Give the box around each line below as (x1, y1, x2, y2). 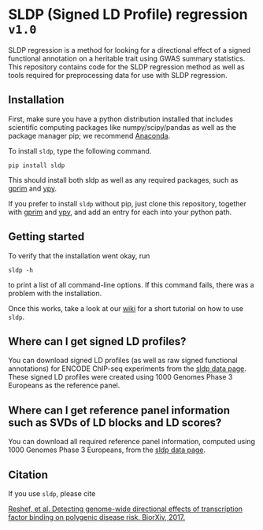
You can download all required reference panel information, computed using (8, 437, 256, 447)
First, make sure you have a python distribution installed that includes (8, 114, 234, 124)
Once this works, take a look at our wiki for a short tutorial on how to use (8, 303, 244, 313)
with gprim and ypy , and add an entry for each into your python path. (8, 207, 232, 217)
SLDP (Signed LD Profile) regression (8, 6, 248, 24)
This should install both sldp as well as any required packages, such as (8, 175, 239, 184)
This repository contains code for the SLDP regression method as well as (8, 61, 246, 72)
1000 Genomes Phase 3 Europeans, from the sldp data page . (8, 445, 206, 454)
